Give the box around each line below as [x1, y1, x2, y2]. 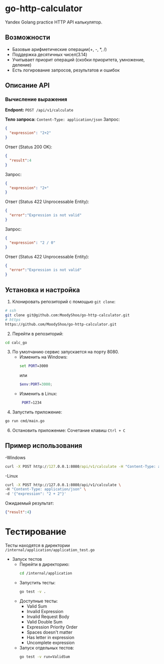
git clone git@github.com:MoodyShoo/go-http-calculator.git [5, 313, 130, 318]
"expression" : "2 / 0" [9, 240, 56, 245]
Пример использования [5, 441, 82, 450]
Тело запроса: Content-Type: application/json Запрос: [5, 116, 120, 122]
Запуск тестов [12, 556, 42, 562]
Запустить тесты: [19, 579, 56, 585]
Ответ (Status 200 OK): [5, 144, 53, 150]
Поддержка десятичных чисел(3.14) [12, 51, 87, 57]
